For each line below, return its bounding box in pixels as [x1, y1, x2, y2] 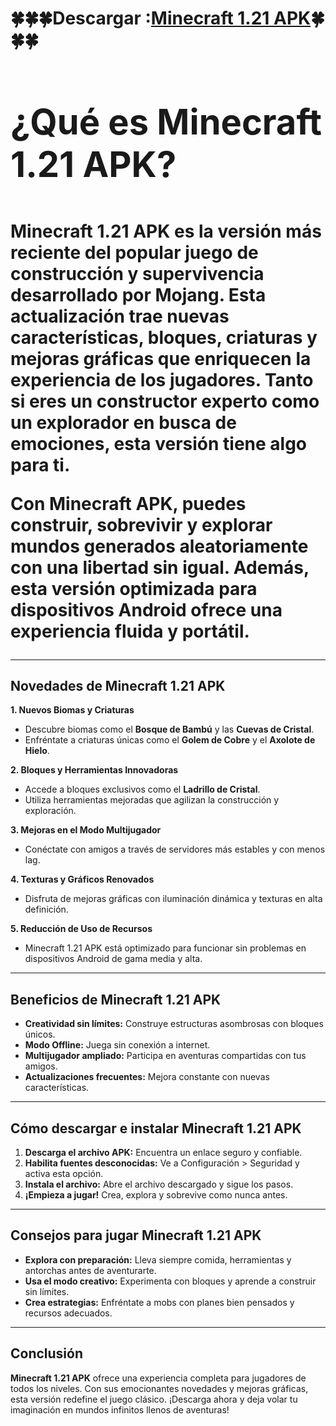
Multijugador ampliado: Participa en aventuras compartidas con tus [24, 1050, 307, 1062]
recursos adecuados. [24, 1307, 113, 1319]
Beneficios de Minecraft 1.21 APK [10, 991, 222, 1008]
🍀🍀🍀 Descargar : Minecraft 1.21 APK [10, 7, 312, 30]
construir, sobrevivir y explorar [10, 513, 273, 536]
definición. [24, 903, 69, 916]
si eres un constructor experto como [10, 390, 320, 412]
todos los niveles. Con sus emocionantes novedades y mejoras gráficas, [10, 1382, 309, 1394]
